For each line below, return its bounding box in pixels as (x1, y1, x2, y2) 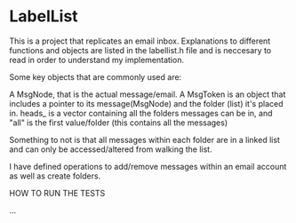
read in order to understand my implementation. (9, 54, 185, 65)
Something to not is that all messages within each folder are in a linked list (9, 134, 280, 145)
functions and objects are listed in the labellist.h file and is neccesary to (9, 44, 272, 55)
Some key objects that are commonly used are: (9, 71, 182, 82)
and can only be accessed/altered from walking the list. (9, 144, 212, 155)
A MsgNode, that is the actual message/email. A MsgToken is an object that (9, 89, 286, 100)
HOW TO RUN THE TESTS (9, 187, 106, 198)
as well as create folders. (9, 171, 101, 181)
